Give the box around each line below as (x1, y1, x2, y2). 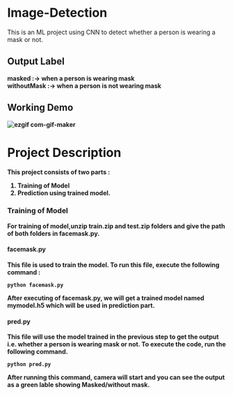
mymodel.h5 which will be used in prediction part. (7, 301, 155, 310)
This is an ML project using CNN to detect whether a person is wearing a (7, 28, 216, 36)
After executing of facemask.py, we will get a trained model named (7, 294, 204, 302)
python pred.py (7, 361, 51, 368)
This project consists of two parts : (7, 167, 111, 176)
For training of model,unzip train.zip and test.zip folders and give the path (7, 222, 225, 230)
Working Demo (7, 102, 74, 114)
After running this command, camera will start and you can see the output (7, 373, 225, 381)
